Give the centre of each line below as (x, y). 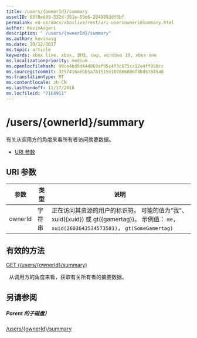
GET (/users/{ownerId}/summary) (47, 265)
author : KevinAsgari (31, 28)
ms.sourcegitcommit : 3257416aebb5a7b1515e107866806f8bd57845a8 (85, 72)
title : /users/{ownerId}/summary (47, 11)
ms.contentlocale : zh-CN (36, 83)
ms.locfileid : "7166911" (36, 93)
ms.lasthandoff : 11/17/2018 (40, 88)
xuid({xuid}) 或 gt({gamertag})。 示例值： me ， (115, 219)
